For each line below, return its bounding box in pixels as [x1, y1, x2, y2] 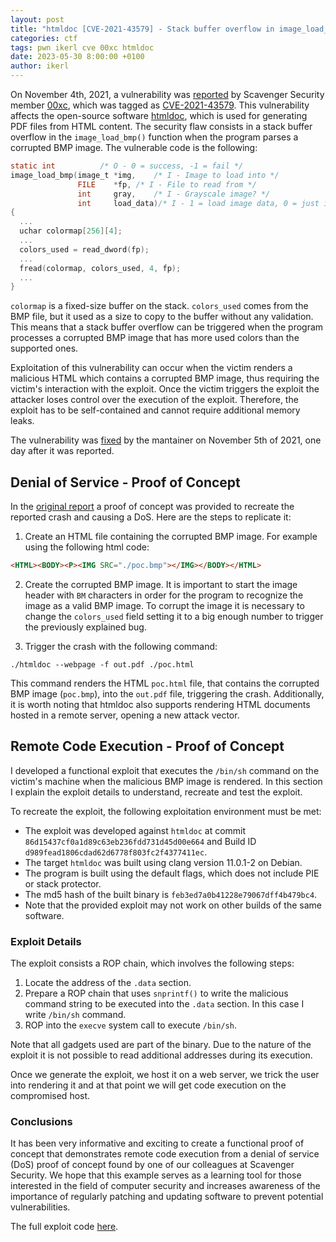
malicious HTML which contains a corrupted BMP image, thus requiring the [10, 372, 320, 385]
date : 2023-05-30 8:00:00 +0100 [10, 52, 145, 62]
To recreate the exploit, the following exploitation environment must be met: [10, 805, 322, 817]
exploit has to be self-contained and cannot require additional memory [10, 404, 301, 416]
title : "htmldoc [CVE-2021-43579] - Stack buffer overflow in [10, 24, 275, 34]
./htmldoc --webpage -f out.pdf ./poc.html [10, 659, 195, 670]
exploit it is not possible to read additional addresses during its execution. [10, 1049, 313, 1061]
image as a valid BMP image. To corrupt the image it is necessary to [24, 599, 305, 611]
